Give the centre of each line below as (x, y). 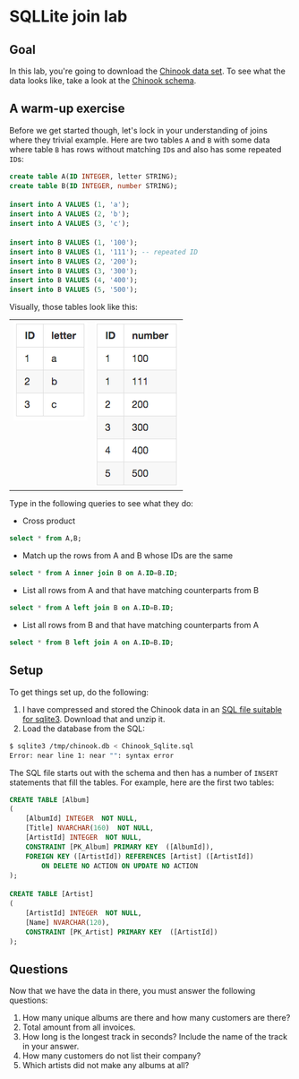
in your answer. (51, 1047)
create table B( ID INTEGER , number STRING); (94, 186)
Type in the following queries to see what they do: (102, 504)
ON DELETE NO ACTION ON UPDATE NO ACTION (120, 866)
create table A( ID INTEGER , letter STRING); (94, 177)
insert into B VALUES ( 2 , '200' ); (74, 262)
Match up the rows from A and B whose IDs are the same (128, 556)
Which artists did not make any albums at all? (106, 1066)
